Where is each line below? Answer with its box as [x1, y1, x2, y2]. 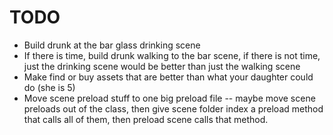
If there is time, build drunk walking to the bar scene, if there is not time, [23, 49, 321, 61]
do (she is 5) [23, 81, 76, 93]
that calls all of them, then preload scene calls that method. [23, 113, 269, 125]
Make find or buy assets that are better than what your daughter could [23, 71, 314, 83]
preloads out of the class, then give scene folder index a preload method [23, 102, 324, 115]
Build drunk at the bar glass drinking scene [23, 39, 201, 51]
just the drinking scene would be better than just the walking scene [23, 60, 301, 72]
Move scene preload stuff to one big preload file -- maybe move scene [23, 92, 316, 104]
